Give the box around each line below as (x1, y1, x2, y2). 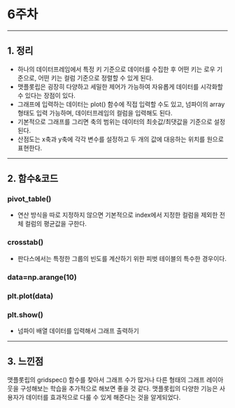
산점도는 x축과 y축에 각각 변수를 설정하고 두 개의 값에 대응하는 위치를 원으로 (17, 134, 224, 143)
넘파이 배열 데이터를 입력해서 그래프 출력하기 (17, 326, 140, 335)
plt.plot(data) (7, 291, 54, 301)
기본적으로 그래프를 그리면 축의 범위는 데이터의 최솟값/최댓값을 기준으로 (17, 117, 213, 126)
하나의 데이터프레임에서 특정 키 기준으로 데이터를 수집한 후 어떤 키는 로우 (17, 64, 215, 73)
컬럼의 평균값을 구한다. (24, 220, 87, 228)
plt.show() (7, 309, 43, 319)
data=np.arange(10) (7, 272, 77, 282)
